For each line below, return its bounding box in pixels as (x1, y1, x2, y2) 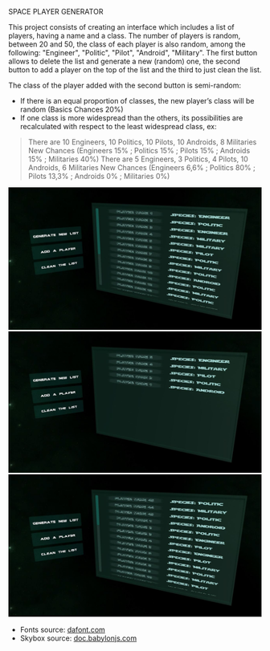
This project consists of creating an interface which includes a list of (8, 22, 235, 31)
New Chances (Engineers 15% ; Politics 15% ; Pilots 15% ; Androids (27, 146, 251, 155)
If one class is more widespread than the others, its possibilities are (19, 113, 243, 123)
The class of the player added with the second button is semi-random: (8, 80, 241, 90)
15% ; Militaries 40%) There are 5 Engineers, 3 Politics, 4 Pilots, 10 (27, 154, 249, 164)
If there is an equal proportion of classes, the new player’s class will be (19, 96, 255, 105)
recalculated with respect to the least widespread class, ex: (19, 122, 217, 131)
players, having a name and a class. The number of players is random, (8, 31, 241, 40)
